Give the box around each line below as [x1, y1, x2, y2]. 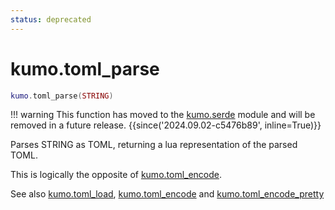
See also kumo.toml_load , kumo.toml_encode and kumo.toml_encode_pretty [10, 188, 325, 200]
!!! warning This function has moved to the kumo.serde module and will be [10, 109, 316, 121]
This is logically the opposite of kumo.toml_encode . [10, 169, 223, 181]
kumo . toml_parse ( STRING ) [10, 91, 114, 101]
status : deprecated [10, 14, 92, 25]
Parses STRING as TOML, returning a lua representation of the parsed [10, 139, 298, 151]
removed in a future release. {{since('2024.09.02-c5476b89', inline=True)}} [10, 119, 322, 131]
